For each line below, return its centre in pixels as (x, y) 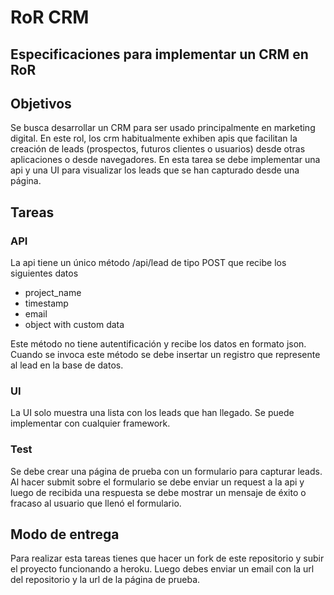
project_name (53, 293)
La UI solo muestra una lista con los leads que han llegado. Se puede (152, 413)
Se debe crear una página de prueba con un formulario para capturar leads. (166, 471)
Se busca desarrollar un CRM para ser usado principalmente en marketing (163, 128)
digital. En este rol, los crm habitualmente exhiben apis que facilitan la (154, 138)
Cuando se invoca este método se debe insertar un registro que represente (165, 355)
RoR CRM (50, 17)
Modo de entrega (65, 534)
